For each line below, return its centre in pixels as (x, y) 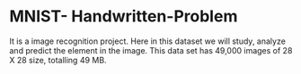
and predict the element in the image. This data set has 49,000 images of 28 (151, 50)
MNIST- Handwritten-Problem (124, 16)
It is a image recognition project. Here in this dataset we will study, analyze (147, 41)
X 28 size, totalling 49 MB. (58, 60)
